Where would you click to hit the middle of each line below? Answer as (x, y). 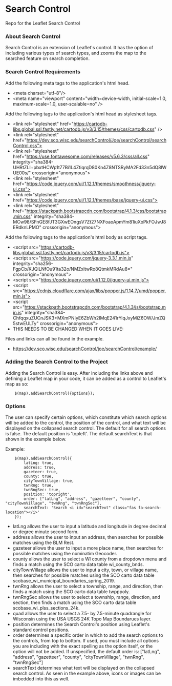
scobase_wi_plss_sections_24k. (46, 608)
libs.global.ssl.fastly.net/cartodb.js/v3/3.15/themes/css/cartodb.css (83, 129)
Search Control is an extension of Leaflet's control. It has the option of (79, 48)
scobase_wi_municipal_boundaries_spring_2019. (64, 581)
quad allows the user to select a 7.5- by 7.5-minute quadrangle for (82, 614)
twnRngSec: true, (42, 490)
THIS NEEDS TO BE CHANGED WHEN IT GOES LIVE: (68, 329)
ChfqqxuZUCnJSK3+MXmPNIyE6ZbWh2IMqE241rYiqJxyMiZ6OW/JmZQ (89, 318)
